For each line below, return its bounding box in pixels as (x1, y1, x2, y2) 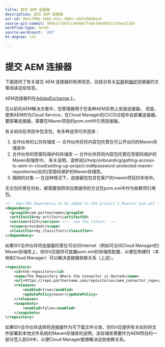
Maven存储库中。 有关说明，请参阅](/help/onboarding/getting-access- (12, 157, 156, 163)
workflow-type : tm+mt (5, 26, 50, 30)
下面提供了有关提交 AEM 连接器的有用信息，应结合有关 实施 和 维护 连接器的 (5, 79, 155, 84)
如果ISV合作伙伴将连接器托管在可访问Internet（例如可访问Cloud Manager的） (5, 242, 160, 248)
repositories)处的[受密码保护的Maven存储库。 (12, 168, 105, 174)
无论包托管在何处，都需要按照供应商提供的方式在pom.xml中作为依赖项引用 (5, 185, 156, 191)
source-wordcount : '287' (5, 30, 56, 35)
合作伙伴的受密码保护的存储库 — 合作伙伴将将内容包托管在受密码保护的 (12, 151, 157, 157)
